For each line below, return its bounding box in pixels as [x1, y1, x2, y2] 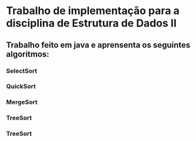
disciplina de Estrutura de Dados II [6, 16, 177, 30]
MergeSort [6, 98, 38, 106]
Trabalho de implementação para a [6, 4, 180, 18]
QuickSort [6, 82, 36, 90]
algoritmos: [6, 49, 49, 59]
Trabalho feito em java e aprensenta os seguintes [6, 40, 191, 50]
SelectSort [6, 66, 37, 75]
